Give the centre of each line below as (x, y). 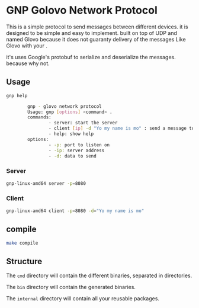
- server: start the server (83, 123)
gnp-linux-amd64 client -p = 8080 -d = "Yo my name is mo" (75, 211)
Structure (24, 261)
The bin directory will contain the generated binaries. (71, 287)
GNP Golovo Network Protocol (82, 10)
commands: (39, 117)
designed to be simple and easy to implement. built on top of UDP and (92, 33)
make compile (22, 243)
